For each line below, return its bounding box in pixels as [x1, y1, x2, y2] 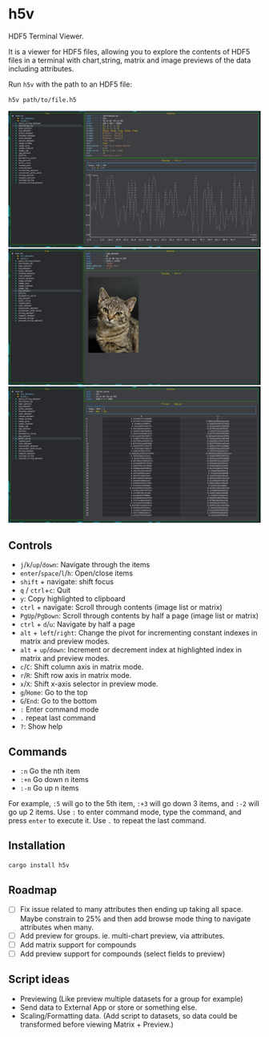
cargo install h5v [8, 861, 70, 870]
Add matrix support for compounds [19, 939, 137, 950]
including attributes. [8, 63, 74, 73]
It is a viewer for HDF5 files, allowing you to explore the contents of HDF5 [8, 46, 251, 56]
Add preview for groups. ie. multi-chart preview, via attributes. [19, 930, 226, 940]
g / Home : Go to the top [19, 688, 88, 697]
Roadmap [8, 883, 58, 898]
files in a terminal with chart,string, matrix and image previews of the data [8, 55, 251, 65]
